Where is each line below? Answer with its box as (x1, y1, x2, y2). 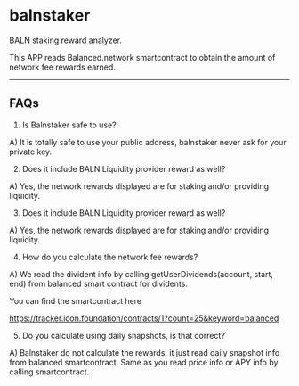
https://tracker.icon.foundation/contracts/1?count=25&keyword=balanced (9, 313, 279, 324)
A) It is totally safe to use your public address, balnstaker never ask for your (9, 136, 287, 147)
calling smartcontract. (9, 366, 90, 377)
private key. (9, 146, 53, 157)
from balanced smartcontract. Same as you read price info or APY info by (9, 357, 279, 367)
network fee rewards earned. (9, 62, 116, 72)
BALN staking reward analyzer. (9, 35, 123, 45)
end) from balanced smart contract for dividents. (9, 278, 189, 289)
